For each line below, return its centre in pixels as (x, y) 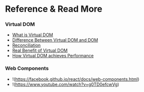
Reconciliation (26, 46)
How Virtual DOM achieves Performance (53, 56)
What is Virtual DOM (33, 35)
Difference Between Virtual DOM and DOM (55, 40)
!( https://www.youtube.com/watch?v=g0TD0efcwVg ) (66, 84)
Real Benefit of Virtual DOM (40, 50)
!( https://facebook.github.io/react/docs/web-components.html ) (76, 79)
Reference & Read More (54, 9)
